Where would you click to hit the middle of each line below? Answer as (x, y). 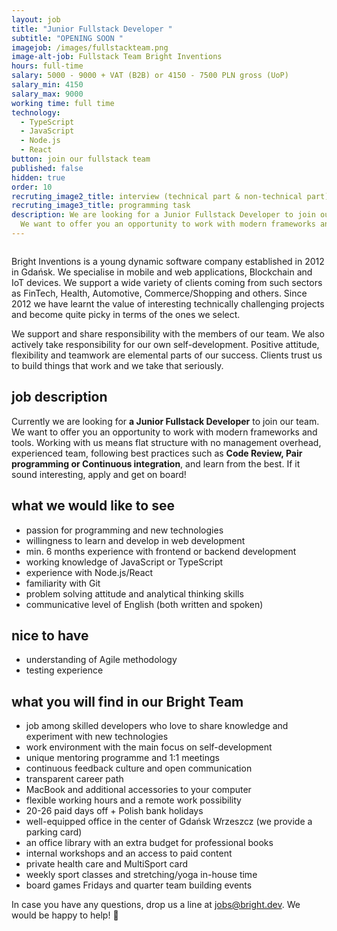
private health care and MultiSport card (107, 864)
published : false (47, 168)
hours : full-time (47, 66)
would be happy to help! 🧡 (65, 915)
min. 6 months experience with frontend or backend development (161, 551)
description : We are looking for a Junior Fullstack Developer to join (163, 215)
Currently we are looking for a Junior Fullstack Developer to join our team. (165, 421)
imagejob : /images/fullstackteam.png (90, 47)
